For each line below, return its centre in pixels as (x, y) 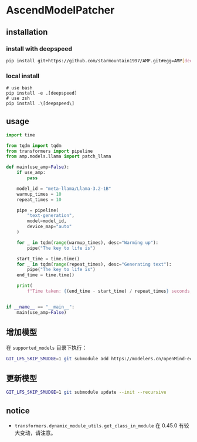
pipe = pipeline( (38, 210)
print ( (25, 286)
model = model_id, (47, 221)
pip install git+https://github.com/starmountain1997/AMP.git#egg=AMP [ (95, 61)
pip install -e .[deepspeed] (42, 93)
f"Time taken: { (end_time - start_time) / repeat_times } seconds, (110, 292)
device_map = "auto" (50, 227)
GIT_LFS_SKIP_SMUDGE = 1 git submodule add (57, 359)
